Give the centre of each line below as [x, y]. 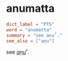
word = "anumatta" [29, 30]
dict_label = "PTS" [30, 24]
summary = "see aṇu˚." [34, 35]
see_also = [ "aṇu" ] [30, 41]
